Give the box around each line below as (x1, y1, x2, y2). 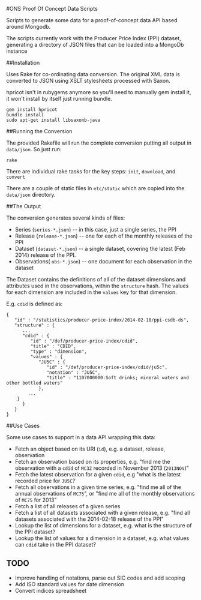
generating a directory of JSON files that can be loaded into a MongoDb (6, 41, 184, 48)
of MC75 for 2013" (14, 496, 57, 503)
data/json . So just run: (6, 146, 62, 152)
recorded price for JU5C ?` (14, 477, 77, 484)
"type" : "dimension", (30, 349, 87, 355)
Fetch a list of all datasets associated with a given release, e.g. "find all (14, 509, 190, 516)
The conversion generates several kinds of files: (6, 214, 125, 221)
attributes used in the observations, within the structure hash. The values (6, 282, 189, 289)
